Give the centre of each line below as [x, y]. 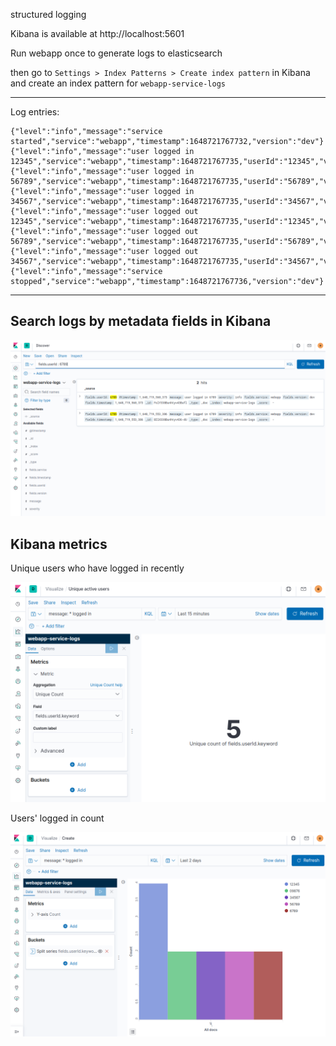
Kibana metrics [59, 544]
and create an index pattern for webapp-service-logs [118, 83]
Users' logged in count [57, 818]
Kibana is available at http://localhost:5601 [97, 33]
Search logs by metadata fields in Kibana [141, 321]
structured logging [48, 14]
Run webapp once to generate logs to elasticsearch [116, 53]
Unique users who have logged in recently [97, 568]
